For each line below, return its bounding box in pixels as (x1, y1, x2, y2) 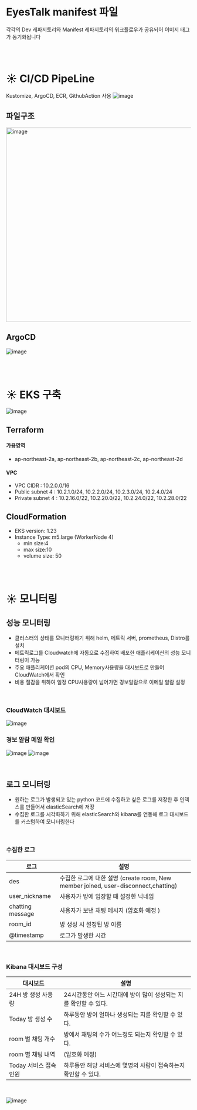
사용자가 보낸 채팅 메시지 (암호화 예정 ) (59, 906, 161, 914)
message (9, 909, 35, 917)
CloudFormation (6, 512, 67, 522)
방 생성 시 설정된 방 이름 (59, 920, 122, 928)
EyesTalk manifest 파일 (6, 5, 118, 19)
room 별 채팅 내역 (9, 1051, 56, 1059)
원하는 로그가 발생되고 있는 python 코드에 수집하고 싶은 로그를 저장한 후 (14, 796, 179, 803)
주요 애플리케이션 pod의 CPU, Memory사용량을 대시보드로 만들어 (14, 664, 165, 671)
